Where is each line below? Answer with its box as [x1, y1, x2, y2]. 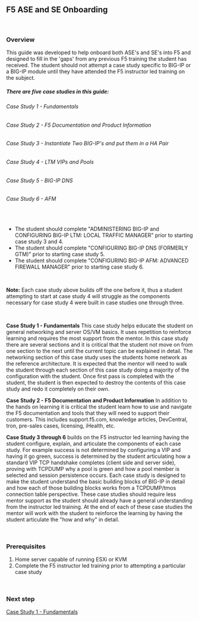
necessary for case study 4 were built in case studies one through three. [6, 299, 184, 306]
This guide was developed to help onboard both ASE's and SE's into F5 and [6, 49, 191, 56]
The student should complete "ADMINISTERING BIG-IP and [14, 225, 159, 232]
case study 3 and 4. [14, 238, 64, 245]
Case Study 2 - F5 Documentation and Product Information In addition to [6, 397, 188, 404]
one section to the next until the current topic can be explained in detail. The [6, 347, 193, 354]
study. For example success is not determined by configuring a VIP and [6, 446, 181, 453]
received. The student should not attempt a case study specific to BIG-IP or [6, 62, 191, 69]
